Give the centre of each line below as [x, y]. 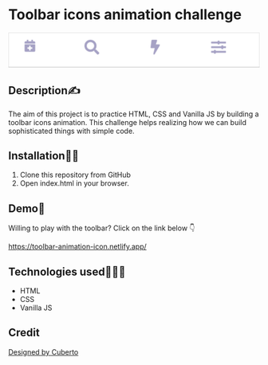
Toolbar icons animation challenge [125, 15]
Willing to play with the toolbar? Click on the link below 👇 [102, 228]
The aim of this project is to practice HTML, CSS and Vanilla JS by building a [134, 114]
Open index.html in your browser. [74, 183]
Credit [24, 333]
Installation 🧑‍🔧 [44, 156]
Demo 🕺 [27, 208]
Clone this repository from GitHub [75, 175]
